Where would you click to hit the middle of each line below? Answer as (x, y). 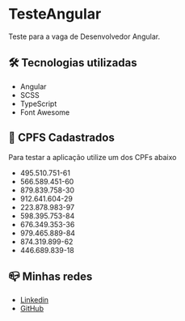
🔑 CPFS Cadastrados (61, 138)
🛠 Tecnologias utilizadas (73, 63)
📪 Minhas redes (50, 276)
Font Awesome (45, 112)
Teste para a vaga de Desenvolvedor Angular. (84, 36)
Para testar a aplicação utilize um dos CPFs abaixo (92, 157)
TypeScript (38, 103)
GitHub (32, 309)
